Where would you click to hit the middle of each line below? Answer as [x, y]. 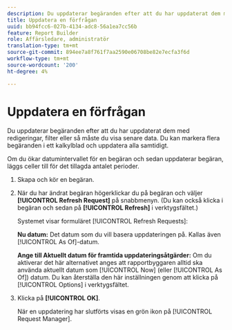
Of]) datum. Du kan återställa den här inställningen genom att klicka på [118, 277]
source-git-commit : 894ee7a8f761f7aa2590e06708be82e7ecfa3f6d [98, 53]
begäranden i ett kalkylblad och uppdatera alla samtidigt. [88, 145]
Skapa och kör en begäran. [56, 180]
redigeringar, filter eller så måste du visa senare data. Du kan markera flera [114, 138]
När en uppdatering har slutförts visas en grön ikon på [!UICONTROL [115, 311]
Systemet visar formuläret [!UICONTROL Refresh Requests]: [103, 221]
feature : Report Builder [43, 33]
